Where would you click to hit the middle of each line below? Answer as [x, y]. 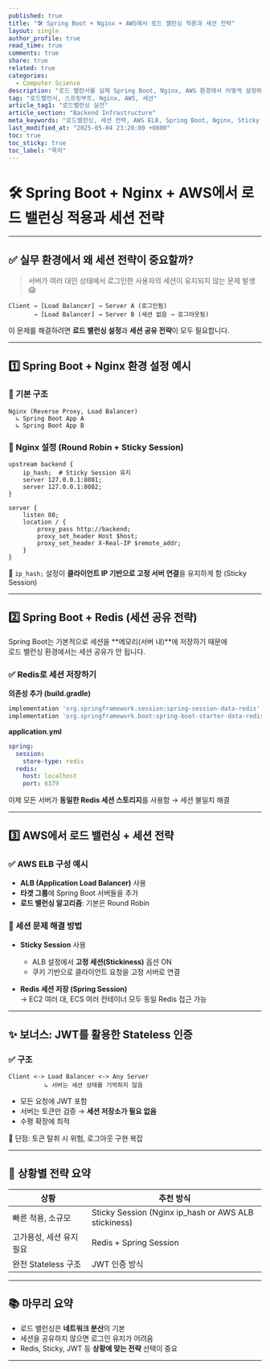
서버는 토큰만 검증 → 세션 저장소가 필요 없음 [88, 1111]
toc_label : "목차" [37, 150]
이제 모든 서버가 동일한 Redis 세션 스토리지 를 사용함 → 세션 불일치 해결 [119, 800]
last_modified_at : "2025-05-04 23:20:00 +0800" [90, 128]
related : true [32, 68]
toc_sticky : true [37, 143]
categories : [28, 76]
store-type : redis [53, 761]
